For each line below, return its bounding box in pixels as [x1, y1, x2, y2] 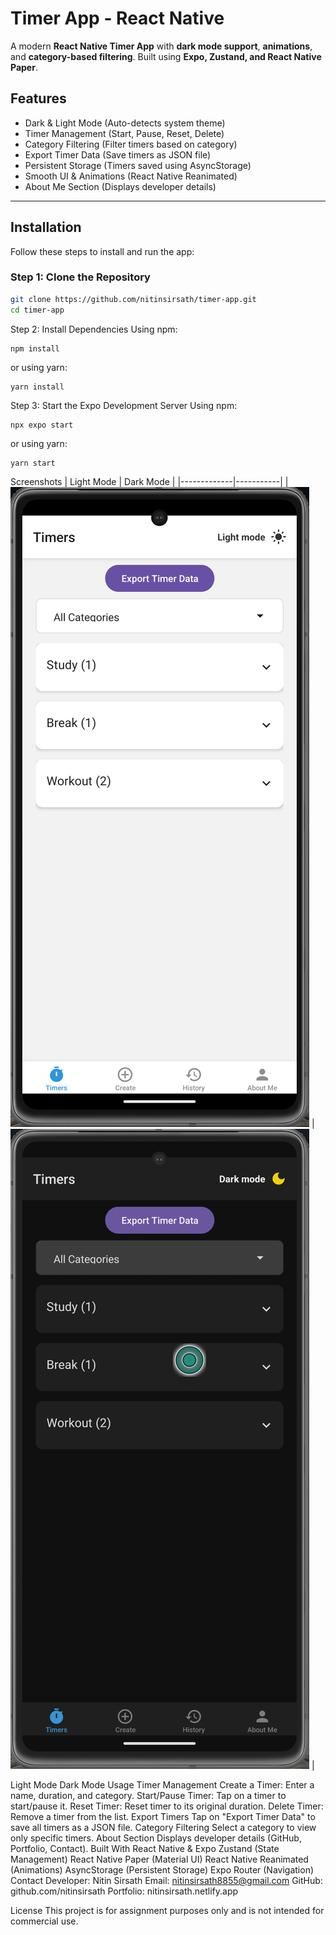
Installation [10, 219, 82, 236]
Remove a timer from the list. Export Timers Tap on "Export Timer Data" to [10, 1810, 316, 1822]
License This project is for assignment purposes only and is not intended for [10, 1904, 325, 1916]
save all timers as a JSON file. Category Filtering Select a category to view [10, 1821, 317, 1833]
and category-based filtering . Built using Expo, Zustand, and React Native [10, 50, 322, 62]
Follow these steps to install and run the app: [10, 245, 195, 257]
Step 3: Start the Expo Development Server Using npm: [10, 399, 238, 411]
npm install [10, 343, 60, 354]
